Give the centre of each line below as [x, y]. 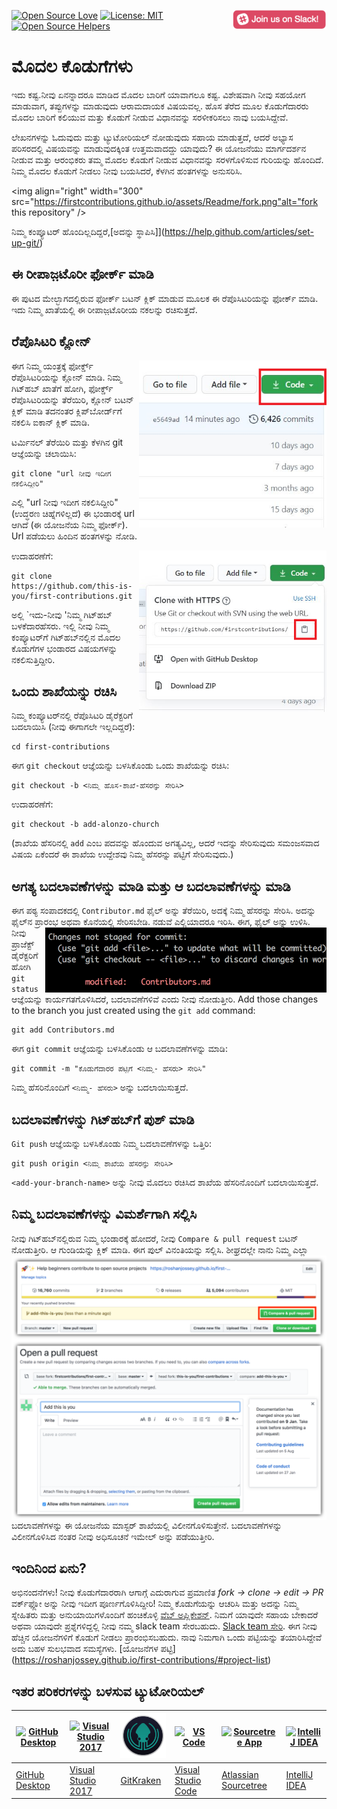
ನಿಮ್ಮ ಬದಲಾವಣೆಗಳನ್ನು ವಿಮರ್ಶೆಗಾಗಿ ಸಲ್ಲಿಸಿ [104, 1214]
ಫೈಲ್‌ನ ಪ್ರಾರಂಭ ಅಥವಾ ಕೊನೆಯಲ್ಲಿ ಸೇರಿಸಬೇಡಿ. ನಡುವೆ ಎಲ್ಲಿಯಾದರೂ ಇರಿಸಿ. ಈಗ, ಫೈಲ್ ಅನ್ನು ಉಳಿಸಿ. [161, 922]
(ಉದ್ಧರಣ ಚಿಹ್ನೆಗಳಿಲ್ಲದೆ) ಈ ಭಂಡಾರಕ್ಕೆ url [73, 513]
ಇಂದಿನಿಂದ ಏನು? [49, 1568]
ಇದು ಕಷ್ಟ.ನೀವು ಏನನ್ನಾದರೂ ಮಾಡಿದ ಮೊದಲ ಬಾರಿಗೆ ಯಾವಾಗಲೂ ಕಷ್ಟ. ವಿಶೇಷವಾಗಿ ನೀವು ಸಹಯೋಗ [158, 94]
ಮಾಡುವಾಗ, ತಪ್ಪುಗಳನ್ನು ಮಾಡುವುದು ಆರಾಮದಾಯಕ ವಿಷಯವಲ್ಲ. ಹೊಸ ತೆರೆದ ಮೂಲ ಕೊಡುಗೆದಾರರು [160, 106]
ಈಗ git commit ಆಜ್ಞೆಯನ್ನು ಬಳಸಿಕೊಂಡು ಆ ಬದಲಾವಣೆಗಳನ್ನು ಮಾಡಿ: [119, 1049]
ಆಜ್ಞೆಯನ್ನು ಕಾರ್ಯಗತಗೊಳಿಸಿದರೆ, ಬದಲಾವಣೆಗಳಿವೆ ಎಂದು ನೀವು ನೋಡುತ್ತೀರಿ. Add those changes [165, 999]
